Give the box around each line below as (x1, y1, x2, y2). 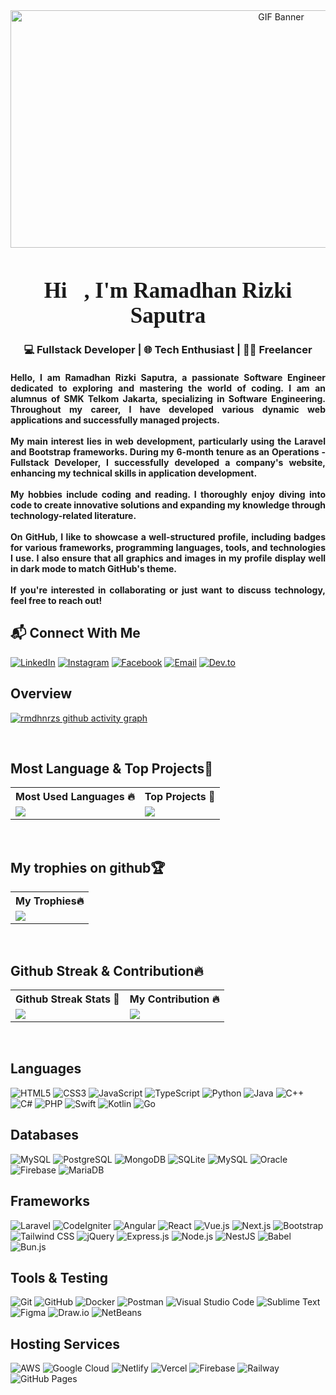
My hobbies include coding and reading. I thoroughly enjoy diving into (10, 489, 326, 501)
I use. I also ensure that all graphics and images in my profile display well (10, 552, 326, 564)
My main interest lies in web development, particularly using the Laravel (10, 435, 326, 448)
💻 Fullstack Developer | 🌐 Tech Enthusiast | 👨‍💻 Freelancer (23, 343, 313, 357)
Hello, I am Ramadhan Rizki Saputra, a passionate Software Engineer (10, 372, 326, 384)
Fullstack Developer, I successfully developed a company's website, (10, 457, 326, 469)
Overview (10, 685, 73, 703)
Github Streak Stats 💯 (15, 992, 120, 1006)
